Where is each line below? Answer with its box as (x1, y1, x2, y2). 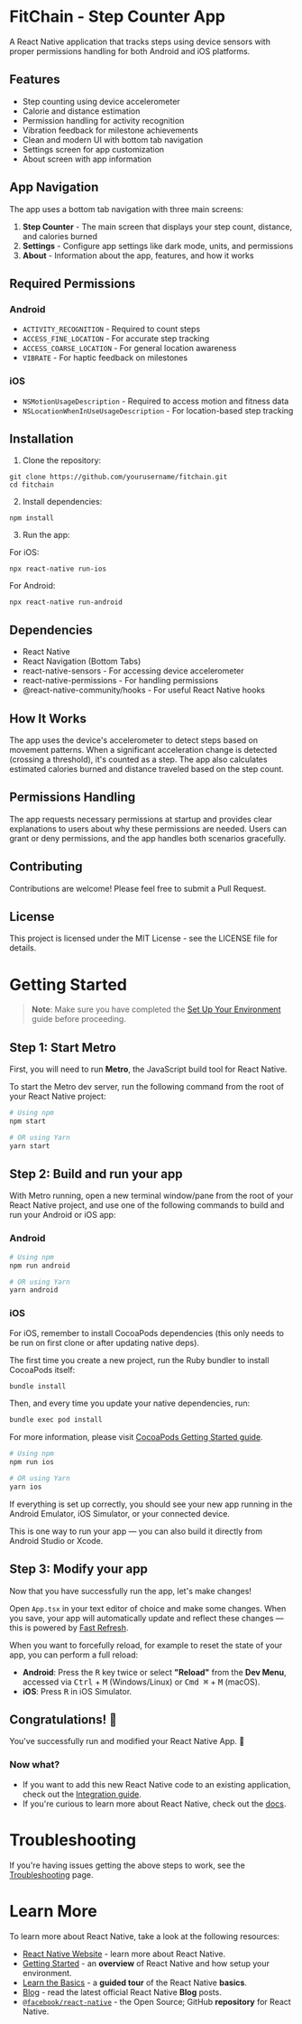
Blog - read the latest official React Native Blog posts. (22, 1986, 223, 1997)
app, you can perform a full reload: (9, 1649, 139, 1660)
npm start (9, 1117, 47, 1126)
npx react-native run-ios (9, 564, 106, 574)
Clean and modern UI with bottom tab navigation (22, 134, 204, 145)
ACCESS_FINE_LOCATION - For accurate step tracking (22, 333, 210, 344)
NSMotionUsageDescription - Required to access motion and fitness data (22, 395, 289, 406)
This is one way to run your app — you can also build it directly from (9, 1526, 263, 1537)
